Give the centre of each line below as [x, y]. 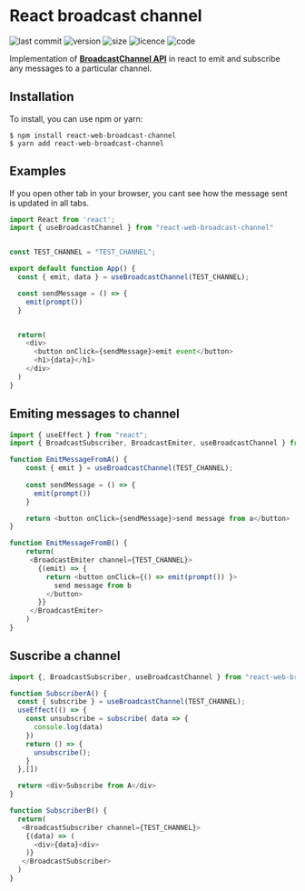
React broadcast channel [106, 16]
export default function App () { [73, 269]
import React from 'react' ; [63, 219]
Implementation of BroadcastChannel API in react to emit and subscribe [145, 58]
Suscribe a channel [65, 656]
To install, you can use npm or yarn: [76, 118]
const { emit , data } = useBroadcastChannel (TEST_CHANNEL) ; [133, 277]
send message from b [93, 586]
